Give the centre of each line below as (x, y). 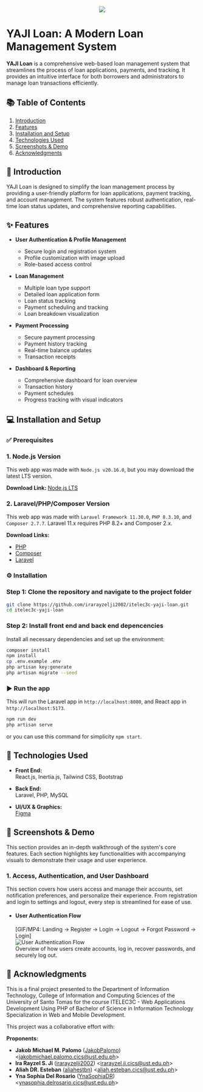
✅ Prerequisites (30, 440)
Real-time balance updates (58, 350)
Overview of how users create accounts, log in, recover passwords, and (105, 949)
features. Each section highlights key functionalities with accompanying (96, 854)
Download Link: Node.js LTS (42, 488)
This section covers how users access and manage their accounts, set (95, 889)
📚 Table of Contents (46, 103)
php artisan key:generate (39, 667)
